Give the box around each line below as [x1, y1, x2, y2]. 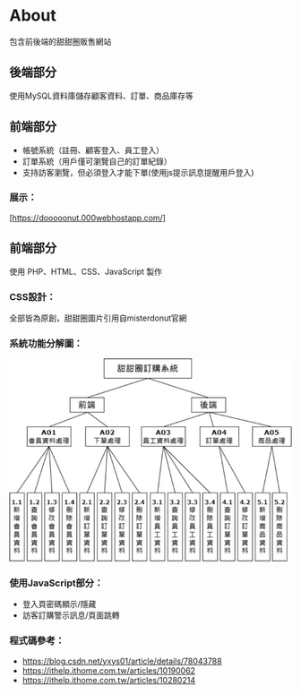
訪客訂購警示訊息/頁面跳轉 [21, 610, 120, 621]
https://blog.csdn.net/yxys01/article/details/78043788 [21, 655, 222, 666]
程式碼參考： [9, 635, 65, 647]
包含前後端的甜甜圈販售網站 [9, 36, 112, 47]
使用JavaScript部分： [9, 577, 104, 589]
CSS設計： [9, 290, 56, 303]
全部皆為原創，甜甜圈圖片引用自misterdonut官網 [9, 313, 187, 323]
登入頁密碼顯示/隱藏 [21, 599, 97, 610]
